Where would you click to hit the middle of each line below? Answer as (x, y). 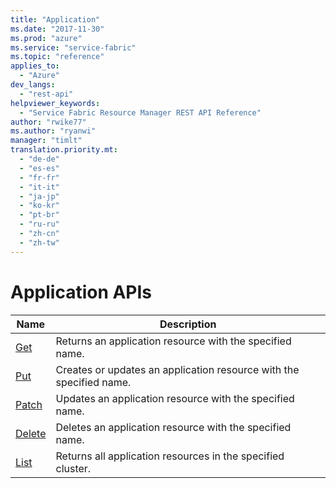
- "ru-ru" (39, 224)
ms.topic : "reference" (57, 57)
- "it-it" (39, 187)
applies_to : (35, 66)
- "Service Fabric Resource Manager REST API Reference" (140, 112)
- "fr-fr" (39, 177)
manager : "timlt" (46, 141)
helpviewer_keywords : (55, 103)
